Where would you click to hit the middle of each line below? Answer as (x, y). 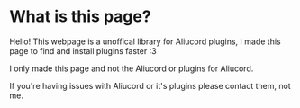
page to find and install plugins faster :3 (83, 50)
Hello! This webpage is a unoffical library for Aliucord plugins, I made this (145, 41)
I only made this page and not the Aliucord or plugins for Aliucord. (132, 68)
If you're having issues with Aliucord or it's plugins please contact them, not (150, 85)
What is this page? (80, 17)
